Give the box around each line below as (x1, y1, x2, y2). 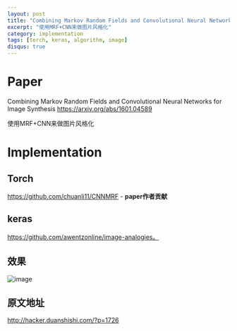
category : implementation (7, 30, 83, 37)
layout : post (7, 10, 46, 18)
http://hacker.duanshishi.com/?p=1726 (7, 316, 119, 325)
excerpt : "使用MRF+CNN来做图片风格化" (7, 23, 111, 30)
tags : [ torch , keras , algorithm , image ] (7, 37, 128, 44)
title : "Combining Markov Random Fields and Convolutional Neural (7, 17, 207, 24)
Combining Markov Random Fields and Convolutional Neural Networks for (7, 97, 222, 105)
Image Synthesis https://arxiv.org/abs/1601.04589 (7, 104, 153, 113)
